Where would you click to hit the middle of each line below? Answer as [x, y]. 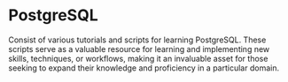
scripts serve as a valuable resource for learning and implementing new [139, 48]
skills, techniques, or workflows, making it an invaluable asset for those [138, 58]
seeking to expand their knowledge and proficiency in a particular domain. [144, 68]
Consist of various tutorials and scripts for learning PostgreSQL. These [137, 40]
